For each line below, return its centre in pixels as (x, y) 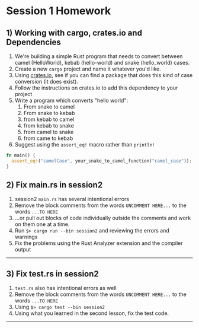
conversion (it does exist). (46, 82)
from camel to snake (49, 132)
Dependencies (33, 42)
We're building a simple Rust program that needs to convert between (99, 56)
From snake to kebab (49, 113)
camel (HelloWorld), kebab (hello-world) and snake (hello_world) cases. (102, 63)
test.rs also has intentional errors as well (65, 288)
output (23, 250)
